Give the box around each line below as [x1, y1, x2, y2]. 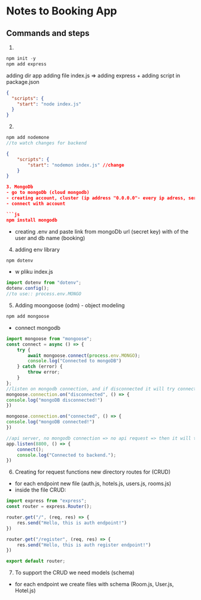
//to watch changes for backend [6, 140, 87, 146]
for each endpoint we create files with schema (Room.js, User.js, [14, 581, 174, 588]
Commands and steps [6, 28, 90, 38]
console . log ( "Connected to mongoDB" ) [28, 358, 121, 364]
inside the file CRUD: [14, 486, 66, 493]
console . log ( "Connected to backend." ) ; [17, 452, 117, 458]
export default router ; [6, 558, 66, 564]
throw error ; [28, 369, 60, 375]
